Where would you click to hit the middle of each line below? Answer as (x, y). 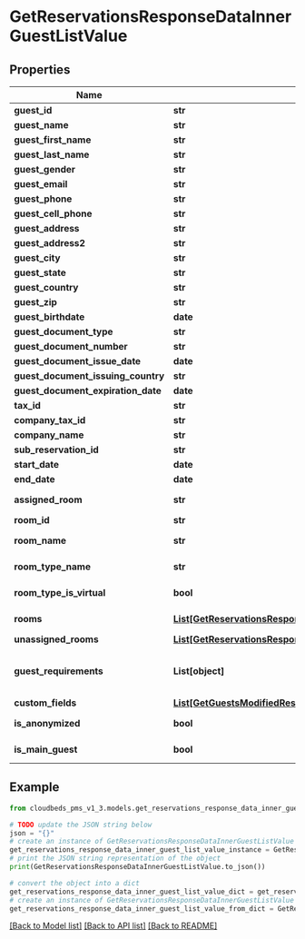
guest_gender (44, 169)
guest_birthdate (49, 317)
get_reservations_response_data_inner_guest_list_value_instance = (140, 850)
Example (34, 787)
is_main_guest (46, 749)
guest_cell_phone (53, 213)
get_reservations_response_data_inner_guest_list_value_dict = (132, 892)
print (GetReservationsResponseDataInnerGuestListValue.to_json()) (138, 867)
